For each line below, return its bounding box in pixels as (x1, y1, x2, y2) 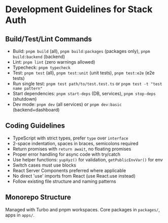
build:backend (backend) (12, 53, 65, 60)
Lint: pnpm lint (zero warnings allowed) (12, 59, 95, 65)
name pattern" (12, 86, 43, 91)
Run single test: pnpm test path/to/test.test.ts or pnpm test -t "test (12, 80, 162, 87)
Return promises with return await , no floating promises (12, 146, 131, 152)
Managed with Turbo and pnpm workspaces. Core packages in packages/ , (5, 206, 160, 212)
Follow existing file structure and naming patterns (12, 178, 116, 184)
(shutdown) (12, 96, 37, 102)
